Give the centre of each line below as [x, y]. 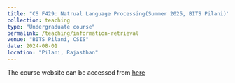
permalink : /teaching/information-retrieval [73, 33]
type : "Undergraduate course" [51, 27]
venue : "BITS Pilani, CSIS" [48, 40]
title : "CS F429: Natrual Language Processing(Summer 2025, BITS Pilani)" [119, 14]
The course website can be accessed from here [76, 72]
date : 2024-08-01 [33, 46]
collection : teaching [39, 20]
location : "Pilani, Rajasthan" [53, 53]
